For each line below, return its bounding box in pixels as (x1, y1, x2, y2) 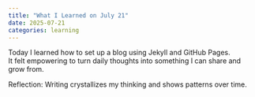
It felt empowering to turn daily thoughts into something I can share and (8, 56, 242, 65)
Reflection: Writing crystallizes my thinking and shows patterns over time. (8, 80, 247, 89)
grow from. (8, 65, 45, 74)
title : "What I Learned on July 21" (8, 11, 129, 20)
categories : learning (8, 26, 80, 34)
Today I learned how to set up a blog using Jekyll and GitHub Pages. (8, 48, 231, 58)
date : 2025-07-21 (8, 19, 66, 27)
